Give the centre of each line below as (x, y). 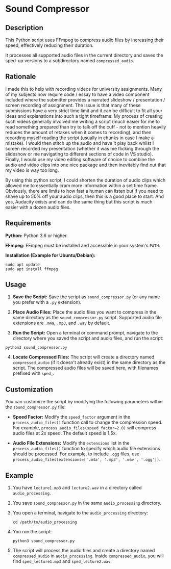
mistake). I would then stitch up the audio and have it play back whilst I (80, 143)
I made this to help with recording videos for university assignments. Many (84, 89)
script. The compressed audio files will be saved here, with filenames (86, 368)
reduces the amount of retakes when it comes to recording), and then (78, 132)
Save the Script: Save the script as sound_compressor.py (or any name (86, 297)
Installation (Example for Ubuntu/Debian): (51, 255)
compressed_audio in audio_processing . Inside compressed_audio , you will (88, 556)
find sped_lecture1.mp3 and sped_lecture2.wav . (62, 561)
